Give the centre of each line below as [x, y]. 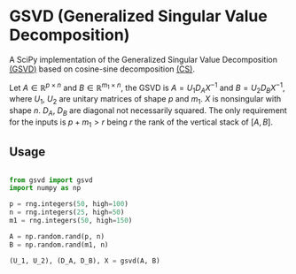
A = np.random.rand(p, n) [57, 236]
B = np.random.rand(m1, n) [59, 245]
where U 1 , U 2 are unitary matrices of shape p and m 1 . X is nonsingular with [145, 100]
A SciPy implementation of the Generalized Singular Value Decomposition [143, 59]
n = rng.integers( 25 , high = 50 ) [67, 213]
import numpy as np [45, 188]
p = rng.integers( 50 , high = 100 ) [69, 204]
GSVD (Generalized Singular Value [138, 16]
